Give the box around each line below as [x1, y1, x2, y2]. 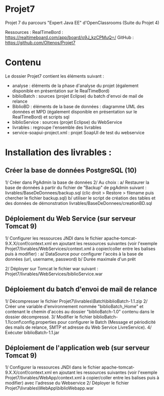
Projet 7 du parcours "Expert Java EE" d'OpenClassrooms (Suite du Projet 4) [5, 20, 160, 26]
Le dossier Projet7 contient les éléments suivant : [5, 73, 104, 79]
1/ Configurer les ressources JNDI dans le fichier [5, 235, 103, 241]
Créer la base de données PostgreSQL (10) [5, 166, 137, 175]
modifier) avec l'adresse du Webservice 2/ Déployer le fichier [5, 380, 129, 386]
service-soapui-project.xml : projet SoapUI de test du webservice [12, 129, 145, 136]
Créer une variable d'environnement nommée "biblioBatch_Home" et [5, 303, 143, 309]
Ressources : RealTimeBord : [5, 29, 64, 35]
